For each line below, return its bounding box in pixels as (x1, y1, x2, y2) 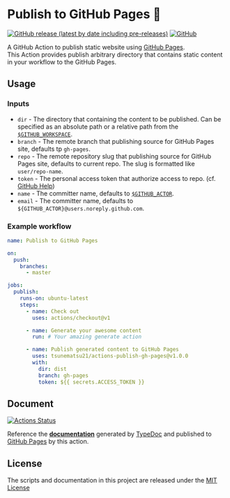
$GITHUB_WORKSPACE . (17, 129, 73, 138)
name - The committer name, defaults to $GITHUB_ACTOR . (17, 189, 174, 198)
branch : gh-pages (38, 372, 89, 379)
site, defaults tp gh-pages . (17, 145, 91, 153)
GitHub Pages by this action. (7, 437, 89, 446)
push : (13, 256, 30, 263)
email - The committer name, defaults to (17, 196, 134, 205)
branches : (20, 263, 49, 270)
